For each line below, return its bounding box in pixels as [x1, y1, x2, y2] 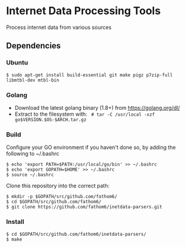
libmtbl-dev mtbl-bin [6, 77, 60, 83]
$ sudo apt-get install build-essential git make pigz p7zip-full [6, 72, 173, 78]
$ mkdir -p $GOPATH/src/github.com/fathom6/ [6, 194, 118, 200]
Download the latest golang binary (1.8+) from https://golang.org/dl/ [14, 104, 180, 111]
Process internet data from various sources [6, 24, 112, 31]
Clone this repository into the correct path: [6, 182, 110, 190]
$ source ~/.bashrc [6, 172, 54, 178]
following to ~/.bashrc [6, 150, 60, 157]
